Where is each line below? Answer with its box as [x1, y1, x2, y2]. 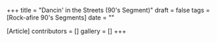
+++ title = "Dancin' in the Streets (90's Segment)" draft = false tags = [6, 6, 211, 14]
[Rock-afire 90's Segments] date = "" [6, 13, 114, 22]
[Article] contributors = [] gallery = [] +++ [6, 27, 127, 35]
